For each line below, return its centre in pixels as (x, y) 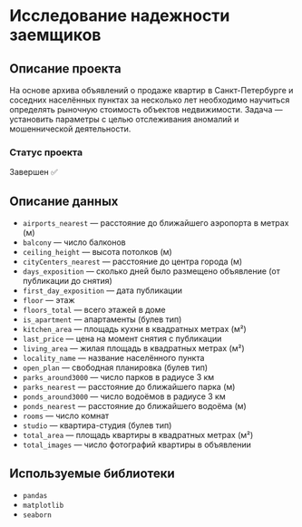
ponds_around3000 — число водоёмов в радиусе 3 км (124, 396)
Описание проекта (65, 68)
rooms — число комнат (66, 416)
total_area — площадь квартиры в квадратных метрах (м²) (138, 435)
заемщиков (55, 35)
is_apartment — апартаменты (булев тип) (102, 319)
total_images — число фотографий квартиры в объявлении (137, 444)
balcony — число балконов (74, 242)
